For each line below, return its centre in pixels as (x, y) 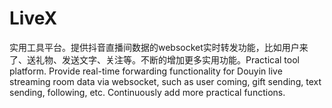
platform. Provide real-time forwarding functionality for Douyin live (146, 71)
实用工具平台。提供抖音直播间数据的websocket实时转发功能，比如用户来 (159, 47)
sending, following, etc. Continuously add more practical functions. (147, 92)
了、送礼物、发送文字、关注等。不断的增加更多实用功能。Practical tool (154, 59)
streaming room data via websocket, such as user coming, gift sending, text (165, 81)
